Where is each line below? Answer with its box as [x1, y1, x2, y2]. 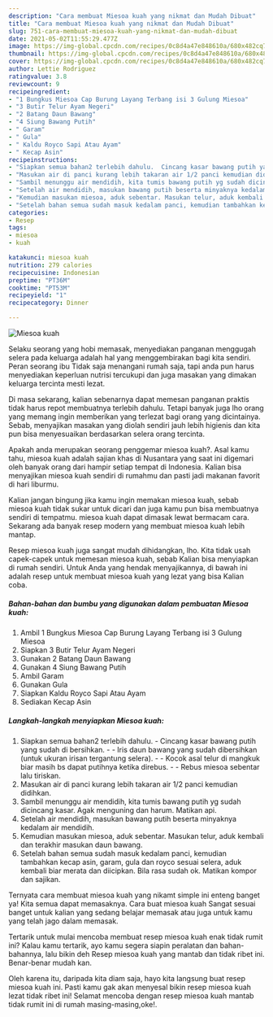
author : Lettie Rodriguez [8, 65, 96, 73]
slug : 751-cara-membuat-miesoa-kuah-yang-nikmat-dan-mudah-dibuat [8, 27, 238, 35]
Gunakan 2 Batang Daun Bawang [19, 653, 132, 663]
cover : [8, 58, 31, 66]
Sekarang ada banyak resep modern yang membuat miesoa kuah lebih [8, 522, 245, 530]
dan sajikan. [19, 874, 61, 884]
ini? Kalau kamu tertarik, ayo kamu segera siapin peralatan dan [8, 941, 219, 950]
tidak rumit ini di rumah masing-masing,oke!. [8, 999, 158, 1009]
